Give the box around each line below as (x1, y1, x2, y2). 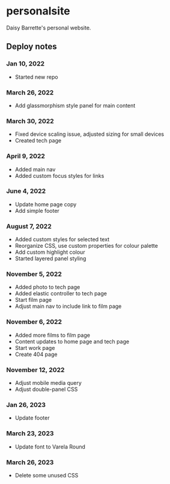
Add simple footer (14, 207, 60, 214)
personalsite (6, 4, 70, 18)
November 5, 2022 (6, 270, 62, 278)
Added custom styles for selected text (14, 236, 110, 243)
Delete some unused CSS (14, 471, 79, 479)
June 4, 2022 (6, 187, 46, 195)
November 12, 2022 (6, 366, 65, 374)
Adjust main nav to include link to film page (14, 302, 122, 310)
